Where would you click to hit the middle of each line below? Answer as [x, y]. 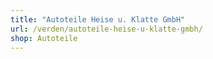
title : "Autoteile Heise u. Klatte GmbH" [98, 19]
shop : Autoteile [44, 38]
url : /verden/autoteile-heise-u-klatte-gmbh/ [106, 29]
